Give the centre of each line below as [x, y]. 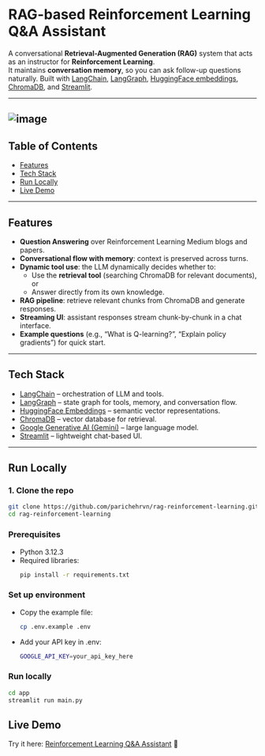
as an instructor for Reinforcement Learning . [82, 62]
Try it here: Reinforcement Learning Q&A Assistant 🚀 [93, 744]
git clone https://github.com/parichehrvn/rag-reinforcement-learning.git [134, 507]
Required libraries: [49, 560]
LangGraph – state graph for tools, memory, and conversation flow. [128, 402]
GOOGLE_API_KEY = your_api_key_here [76, 656]
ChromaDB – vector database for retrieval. [88, 419]
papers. [32, 250]
